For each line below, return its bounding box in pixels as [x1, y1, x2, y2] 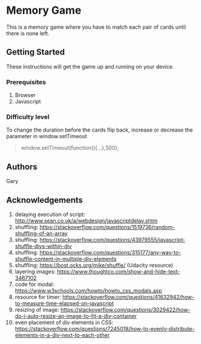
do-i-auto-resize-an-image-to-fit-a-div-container [14, 312, 137, 319]
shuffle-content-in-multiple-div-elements [14, 255, 117, 262]
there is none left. [6, 29, 50, 36]
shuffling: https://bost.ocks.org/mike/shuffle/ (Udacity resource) [14, 261, 173, 269]
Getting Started [6, 47, 65, 57]
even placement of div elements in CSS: [14, 318, 114, 326]
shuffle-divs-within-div [14, 242, 72, 249]
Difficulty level [6, 112, 50, 121]
